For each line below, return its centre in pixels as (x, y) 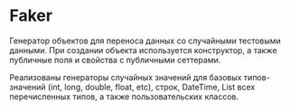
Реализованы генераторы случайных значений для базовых (126, 77)
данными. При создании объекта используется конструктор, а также (143, 50)
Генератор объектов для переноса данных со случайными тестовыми (145, 41)
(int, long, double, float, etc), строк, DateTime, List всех (151, 87)
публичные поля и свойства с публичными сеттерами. (115, 60)
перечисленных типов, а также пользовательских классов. (124, 97)
